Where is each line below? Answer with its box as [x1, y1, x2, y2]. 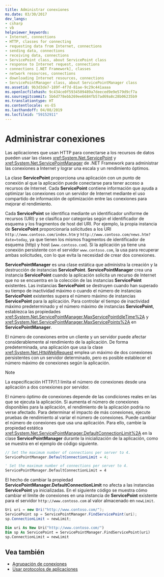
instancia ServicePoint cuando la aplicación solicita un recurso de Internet [5, 272, 156, 278]
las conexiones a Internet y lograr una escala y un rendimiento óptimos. [5, 165, 150, 171]
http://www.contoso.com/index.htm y [5, 231, 80, 237]
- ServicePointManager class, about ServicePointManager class [5, 80, 137, 85]
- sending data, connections [5, 48, 65, 53]
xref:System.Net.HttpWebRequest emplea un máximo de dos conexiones [5, 349, 153, 355]
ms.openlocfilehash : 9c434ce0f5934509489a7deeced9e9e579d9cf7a [5, 89, 137, 94]
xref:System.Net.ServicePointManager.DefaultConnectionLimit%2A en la [5, 430, 152, 436]
